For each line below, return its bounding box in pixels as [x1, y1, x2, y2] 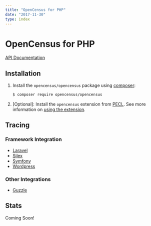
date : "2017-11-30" [5, 12, 46, 17]
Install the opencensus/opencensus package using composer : [12, 82, 136, 88]
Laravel [12, 147, 28, 153]
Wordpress [12, 163, 35, 169]
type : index [5, 16, 30, 21]
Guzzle [12, 187, 27, 193]
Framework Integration [5, 136, 62, 143]
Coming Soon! [5, 214, 35, 220]
